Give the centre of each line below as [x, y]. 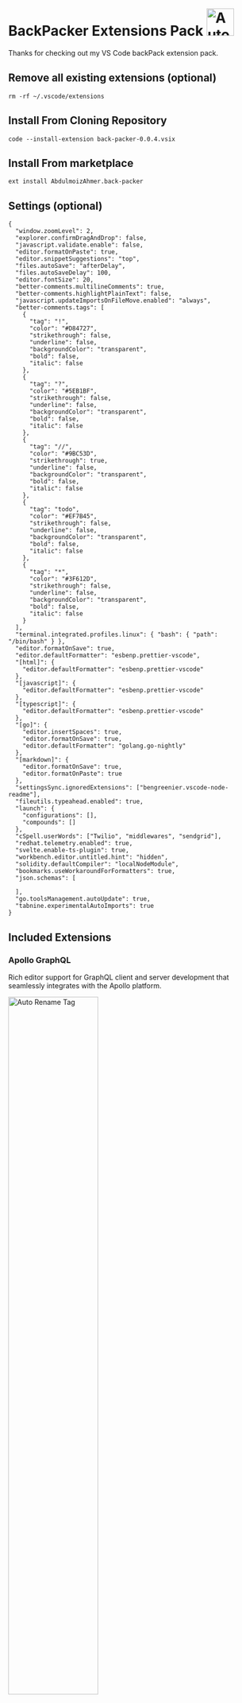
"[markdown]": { [42, 760]
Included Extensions [60, 937]
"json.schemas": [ [46, 879]
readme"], [25, 795]
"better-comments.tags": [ [60, 308]
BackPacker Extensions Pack [106, 31]
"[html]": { [35, 663]
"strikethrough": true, [69, 461]
